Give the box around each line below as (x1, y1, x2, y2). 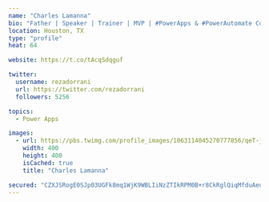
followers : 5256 (15, 93, 70, 101)
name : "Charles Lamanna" (8, 11, 91, 20)
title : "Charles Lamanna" (22, 166, 110, 175)
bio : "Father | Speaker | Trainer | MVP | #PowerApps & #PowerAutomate (8, 19, 252, 27)
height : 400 (22, 151, 62, 160)
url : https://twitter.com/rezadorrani (15, 85, 146, 93)
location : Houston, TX (8, 26, 84, 34)
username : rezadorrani (15, 78, 91, 86)
